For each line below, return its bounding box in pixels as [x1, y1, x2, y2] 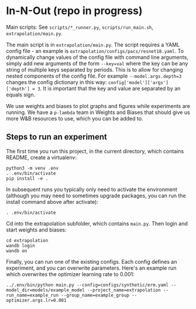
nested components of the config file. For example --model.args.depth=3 [6, 72, 182, 79]
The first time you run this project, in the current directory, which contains [6, 147, 184, 154]
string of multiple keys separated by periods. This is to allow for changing [6, 66, 183, 73]
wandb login [6, 243, 35, 248]
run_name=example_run [6, 292, 59, 298]
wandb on [6, 248, 27, 254]
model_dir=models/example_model [6, 287, 85, 293]
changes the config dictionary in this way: [6, 78, 107, 86]
